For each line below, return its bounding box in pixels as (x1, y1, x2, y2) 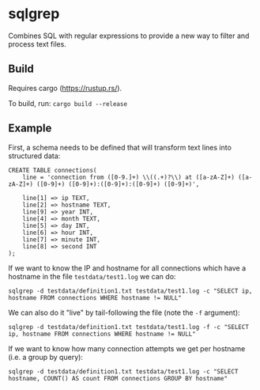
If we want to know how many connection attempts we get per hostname (8, 343, 246, 353)
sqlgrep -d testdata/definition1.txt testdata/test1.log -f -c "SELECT (8, 323, 249, 331)
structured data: (8, 151, 61, 161)
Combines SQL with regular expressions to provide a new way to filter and (8, 31, 250, 40)
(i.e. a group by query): (8, 352, 83, 362)
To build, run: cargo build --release (8, 98, 128, 108)
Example (8, 122, 52, 135)
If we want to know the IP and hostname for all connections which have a (8, 263, 247, 273)
